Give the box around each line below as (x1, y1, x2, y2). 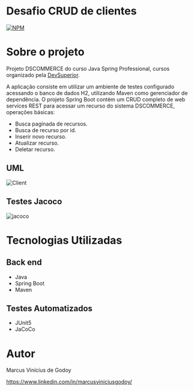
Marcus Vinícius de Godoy (6, 366, 71, 374)
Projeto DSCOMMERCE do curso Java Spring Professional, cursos (6, 65, 170, 72)
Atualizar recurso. (14, 139, 59, 147)
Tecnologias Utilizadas (6, 233, 123, 247)
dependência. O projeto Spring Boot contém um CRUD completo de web (6, 95, 186, 103)
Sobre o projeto (6, 45, 85, 59)
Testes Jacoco (6, 196, 62, 207)
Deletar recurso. (14, 145, 55, 153)
